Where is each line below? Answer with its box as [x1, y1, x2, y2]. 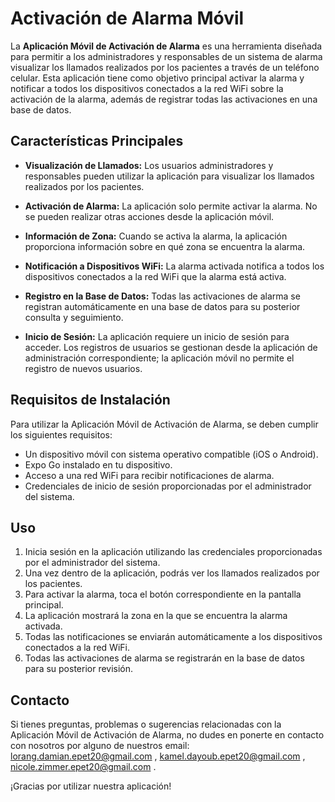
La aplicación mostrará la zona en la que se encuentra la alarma [24, 610, 288, 622]
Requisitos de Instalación [10, 392, 171, 409]
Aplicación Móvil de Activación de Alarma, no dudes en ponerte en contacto [10, 729, 325, 741]
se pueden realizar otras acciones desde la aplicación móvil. [24, 210, 275, 222]
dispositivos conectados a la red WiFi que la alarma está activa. [24, 270, 287, 282]
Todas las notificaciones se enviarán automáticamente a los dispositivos [24, 631, 323, 643]
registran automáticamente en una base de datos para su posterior [24, 300, 301, 312]
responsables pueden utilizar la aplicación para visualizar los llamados [24, 170, 315, 182]
